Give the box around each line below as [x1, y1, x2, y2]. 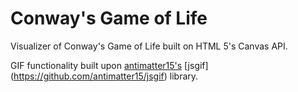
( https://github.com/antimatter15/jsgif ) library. [10, 70, 199, 82]
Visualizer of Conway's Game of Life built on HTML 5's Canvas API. [10, 40, 288, 52]
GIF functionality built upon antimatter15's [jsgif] [10, 59, 209, 71]
